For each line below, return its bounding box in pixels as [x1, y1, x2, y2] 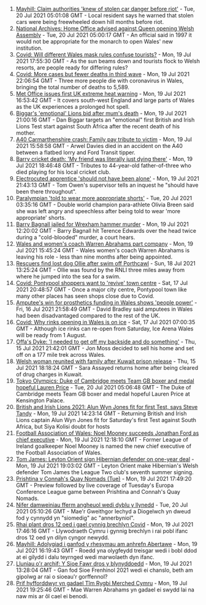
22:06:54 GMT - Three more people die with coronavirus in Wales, [15, 77, 184, 84]
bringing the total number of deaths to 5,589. [15, 84, 129, 91]
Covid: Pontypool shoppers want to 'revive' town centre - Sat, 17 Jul [15, 279, 188, 286]
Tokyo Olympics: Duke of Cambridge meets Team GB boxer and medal [15, 377, 195, 384]
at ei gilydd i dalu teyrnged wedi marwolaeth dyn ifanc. [15, 553, 155, 561]
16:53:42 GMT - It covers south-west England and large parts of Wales [15, 96, 195, 104]
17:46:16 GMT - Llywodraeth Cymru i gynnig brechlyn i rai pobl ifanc [15, 528, 188, 534]
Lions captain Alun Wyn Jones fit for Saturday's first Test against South [15, 416, 197, 423]
